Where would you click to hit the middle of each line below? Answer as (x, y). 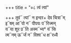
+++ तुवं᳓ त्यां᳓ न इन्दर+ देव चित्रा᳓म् (35, 18)
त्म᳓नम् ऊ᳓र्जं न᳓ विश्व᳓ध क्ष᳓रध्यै (32, 35)
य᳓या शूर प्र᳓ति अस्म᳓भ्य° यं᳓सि (31, 29)
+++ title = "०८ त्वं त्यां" (27, 7)
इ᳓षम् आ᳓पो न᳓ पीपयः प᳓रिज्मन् (31, 23)
